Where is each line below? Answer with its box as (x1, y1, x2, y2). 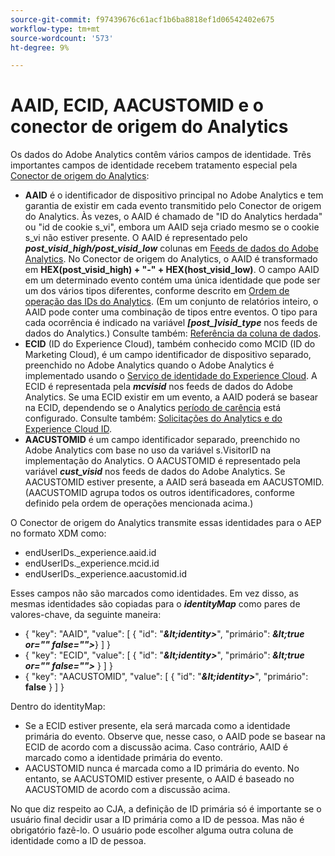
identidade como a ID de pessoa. (10, 835, 147, 847)
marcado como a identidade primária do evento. (24, 752, 223, 764)
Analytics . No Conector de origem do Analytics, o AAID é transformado (24, 253, 318, 265)
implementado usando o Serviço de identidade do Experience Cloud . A (24, 370, 318, 382)
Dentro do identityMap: (10, 701, 106, 713)
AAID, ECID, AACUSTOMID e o (10, 94, 264, 117)
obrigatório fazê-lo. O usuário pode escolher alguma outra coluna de (10, 824, 294, 836)
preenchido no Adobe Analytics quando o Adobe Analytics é (24, 359, 275, 371)
